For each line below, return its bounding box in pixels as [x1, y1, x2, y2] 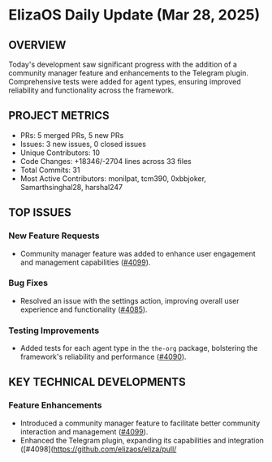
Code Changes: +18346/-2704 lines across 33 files [19, 156, 192, 166]
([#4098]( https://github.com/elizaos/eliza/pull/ [19, 444, 177, 454]
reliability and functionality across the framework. [8, 85, 175, 95]
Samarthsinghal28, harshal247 [19, 182, 123, 192]
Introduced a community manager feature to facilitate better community [19, 418, 261, 428]
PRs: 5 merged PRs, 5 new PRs [19, 130, 124, 140]
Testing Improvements [8, 325, 100, 336]
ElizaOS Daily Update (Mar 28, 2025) [8, 6, 261, 24]
